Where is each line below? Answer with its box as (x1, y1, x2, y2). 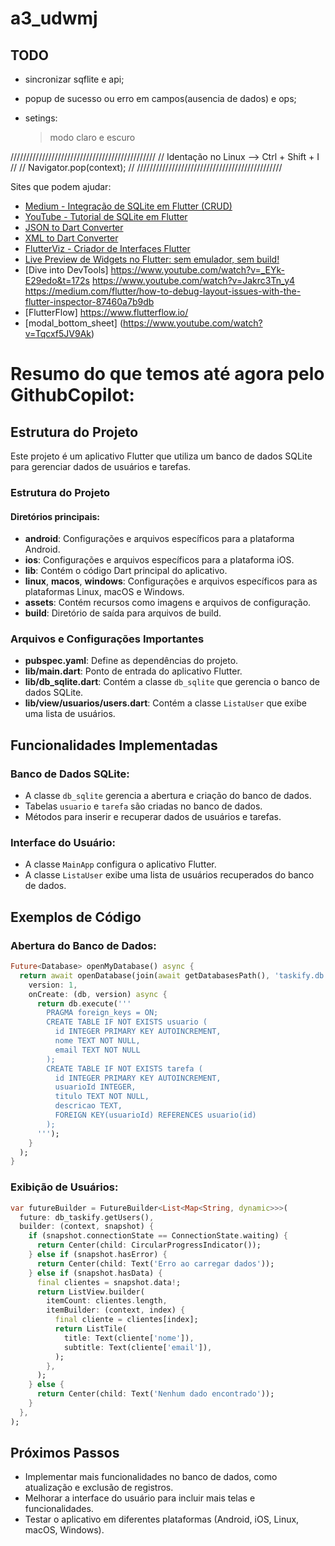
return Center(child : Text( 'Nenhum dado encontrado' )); (36, 1389, 275, 1399)
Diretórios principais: (10, 510, 101, 522)
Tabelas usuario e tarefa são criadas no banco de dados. (24, 800, 263, 812)
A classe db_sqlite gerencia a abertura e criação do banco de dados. (24, 790, 312, 802)
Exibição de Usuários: (10, 1180, 119, 1194)
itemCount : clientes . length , (46, 1296, 168, 1306)
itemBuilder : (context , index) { (46, 1305, 186, 1316)
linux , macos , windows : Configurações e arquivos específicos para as (24, 575, 318, 587)
